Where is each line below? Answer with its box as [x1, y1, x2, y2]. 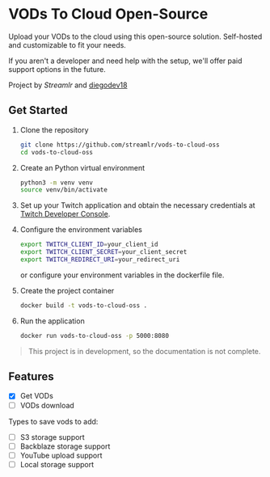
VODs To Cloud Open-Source [8, 5, 209, 23]
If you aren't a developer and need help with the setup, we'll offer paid [8, 56, 243, 65]
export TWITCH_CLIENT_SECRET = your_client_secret [19, 248, 188, 256]
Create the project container [19, 285, 115, 295]
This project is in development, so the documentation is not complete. [27, 346, 261, 356]
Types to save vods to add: [8, 416, 99, 426]
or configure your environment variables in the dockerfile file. [19, 270, 225, 280]
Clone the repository [19, 125, 89, 134]
